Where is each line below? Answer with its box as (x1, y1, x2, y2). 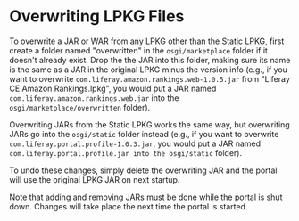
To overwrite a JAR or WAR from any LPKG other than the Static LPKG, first (9, 36, 285, 46)
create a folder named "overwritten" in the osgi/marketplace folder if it (9, 45, 268, 55)
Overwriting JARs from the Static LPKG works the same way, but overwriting (9, 119, 290, 130)
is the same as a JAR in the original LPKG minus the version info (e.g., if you (9, 64, 288, 75)
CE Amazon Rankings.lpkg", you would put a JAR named (9, 83, 217, 94)
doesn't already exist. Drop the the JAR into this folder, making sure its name (9, 54, 291, 65)
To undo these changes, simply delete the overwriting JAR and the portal (9, 165, 278, 176)
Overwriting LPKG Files (9, 6, 185, 27)
